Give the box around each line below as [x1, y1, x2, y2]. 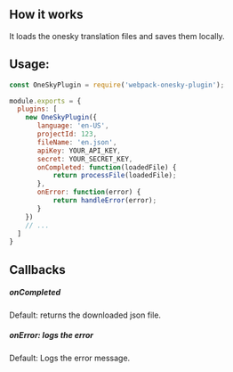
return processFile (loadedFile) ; [52, 171, 177, 180]
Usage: [9, 57, 51, 72]
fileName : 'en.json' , [36, 137, 117, 146]
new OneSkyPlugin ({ [25, 113, 98, 122]
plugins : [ [17, 104, 58, 114]
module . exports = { [9, 96, 82, 105]
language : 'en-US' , [36, 121, 109, 130]
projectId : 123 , [36, 129, 98, 138]
